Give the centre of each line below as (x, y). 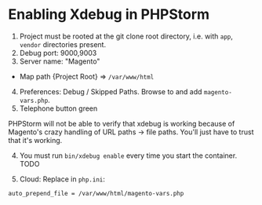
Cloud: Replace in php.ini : (62, 179)
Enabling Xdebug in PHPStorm (109, 15)
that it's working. (35, 140)
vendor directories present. (63, 44)
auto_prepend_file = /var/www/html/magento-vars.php (96, 193)
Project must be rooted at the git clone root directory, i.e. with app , (126, 36)
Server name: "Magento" (60, 61)
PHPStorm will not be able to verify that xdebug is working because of (122, 123)
